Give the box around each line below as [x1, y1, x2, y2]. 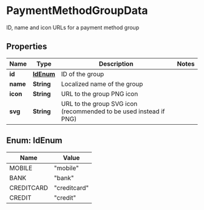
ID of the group [61, 69, 104, 78]
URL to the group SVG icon [61, 99, 138, 108]
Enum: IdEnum [6, 135, 63, 146]
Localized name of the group [61, 80, 143, 88]
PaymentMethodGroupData [6, 4, 148, 18]
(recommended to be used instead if [61, 107, 165, 116]
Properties [6, 41, 47, 52]
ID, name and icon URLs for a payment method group [6, 24, 140, 31]
